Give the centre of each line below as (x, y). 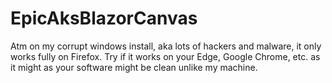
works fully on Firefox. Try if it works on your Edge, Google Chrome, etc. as (165, 56)
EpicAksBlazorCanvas (104, 18)
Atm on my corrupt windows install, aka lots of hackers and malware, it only (166, 46)
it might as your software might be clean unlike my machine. (134, 67)
